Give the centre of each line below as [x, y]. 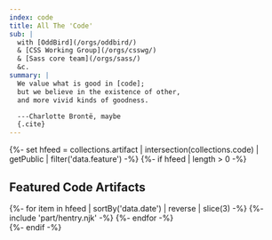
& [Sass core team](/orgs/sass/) [79, 59]
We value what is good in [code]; [81, 84]
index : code [31, 17]
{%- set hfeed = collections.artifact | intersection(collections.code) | [134, 150]
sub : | [21, 34]
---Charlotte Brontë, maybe [69, 116]
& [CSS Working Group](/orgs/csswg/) [87, 51]
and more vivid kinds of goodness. [83, 100]
